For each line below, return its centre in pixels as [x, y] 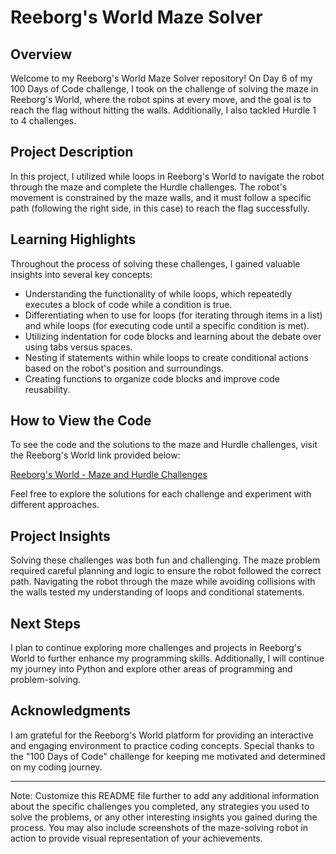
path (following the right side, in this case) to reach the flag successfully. [160, 208]
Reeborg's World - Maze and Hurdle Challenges [109, 475]
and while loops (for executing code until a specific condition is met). [167, 325]
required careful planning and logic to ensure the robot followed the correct [166, 571]
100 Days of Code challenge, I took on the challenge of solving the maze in [164, 89]
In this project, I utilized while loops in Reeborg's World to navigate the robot [167, 176]
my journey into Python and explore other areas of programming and [151, 669]
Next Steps [45, 623]
